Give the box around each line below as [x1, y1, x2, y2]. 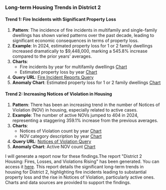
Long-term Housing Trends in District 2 [5, 4, 101, 11]
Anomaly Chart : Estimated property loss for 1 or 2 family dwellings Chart [12, 79, 161, 85]
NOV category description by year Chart [19, 133, 102, 139]
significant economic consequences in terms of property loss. [12, 38, 139, 43]
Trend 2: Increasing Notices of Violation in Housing [5, 91, 112, 97]
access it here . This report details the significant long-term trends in [5, 164, 144, 170]
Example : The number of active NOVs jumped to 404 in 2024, [12, 113, 139, 118]
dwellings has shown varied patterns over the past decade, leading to [12, 33, 155, 38]
